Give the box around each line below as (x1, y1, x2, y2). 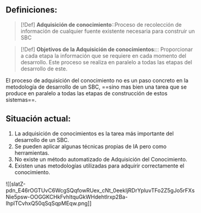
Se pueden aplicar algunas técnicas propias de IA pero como (14, 143, 167, 150)
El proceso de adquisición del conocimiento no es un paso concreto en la (5, 76, 189, 84)
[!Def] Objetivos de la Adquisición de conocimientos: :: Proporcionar (20, 46, 193, 53)
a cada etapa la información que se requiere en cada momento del (20, 52, 186, 59)
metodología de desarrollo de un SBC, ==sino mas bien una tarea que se (5, 83, 187, 90)
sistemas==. (5, 96, 37, 103)
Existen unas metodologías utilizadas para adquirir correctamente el (14, 162, 185, 169)
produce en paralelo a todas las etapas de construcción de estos (5, 89, 168, 96)
